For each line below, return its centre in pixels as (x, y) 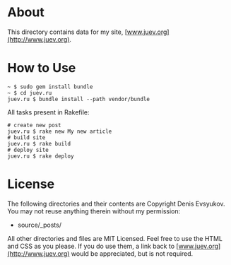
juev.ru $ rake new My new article (60, 131)
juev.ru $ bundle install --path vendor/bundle (79, 99)
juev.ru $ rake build (39, 143)
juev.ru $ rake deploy (41, 156)
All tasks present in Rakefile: (48, 112)
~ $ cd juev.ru (30, 93)
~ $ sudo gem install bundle (50, 87)
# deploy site (28, 150)
